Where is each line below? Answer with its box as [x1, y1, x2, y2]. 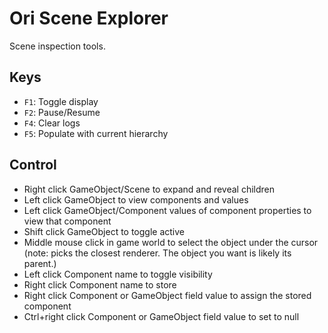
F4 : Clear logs [23, 117, 81, 129]
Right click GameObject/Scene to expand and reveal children [23, 183, 276, 195]
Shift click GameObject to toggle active [23, 225, 186, 237]
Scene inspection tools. [9, 40, 106, 52]
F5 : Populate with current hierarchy [23, 127, 169, 139]
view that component [23, 215, 112, 227]
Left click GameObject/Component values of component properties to [23, 204, 312, 216]
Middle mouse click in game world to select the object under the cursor [23, 236, 319, 248]
